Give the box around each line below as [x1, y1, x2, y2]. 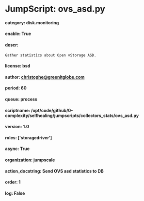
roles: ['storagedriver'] [5, 134, 52, 140]
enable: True [5, 31, 32, 37]
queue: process [5, 96, 37, 102]
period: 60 [5, 85, 27, 91]
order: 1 [5, 179, 21, 185]
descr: [5, 42, 18, 48]
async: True [5, 146, 30, 151]
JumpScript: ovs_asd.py [5, 3, 106, 15]
